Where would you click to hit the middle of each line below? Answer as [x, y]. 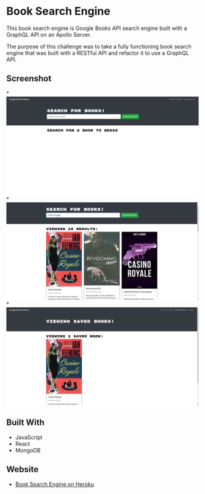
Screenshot [29, 78]
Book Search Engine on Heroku [55, 484]
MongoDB [28, 450]
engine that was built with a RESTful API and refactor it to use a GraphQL [98, 53]
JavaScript [29, 437]
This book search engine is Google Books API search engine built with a [97, 28]
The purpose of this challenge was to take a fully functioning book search [99, 46]
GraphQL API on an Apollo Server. [49, 34]
